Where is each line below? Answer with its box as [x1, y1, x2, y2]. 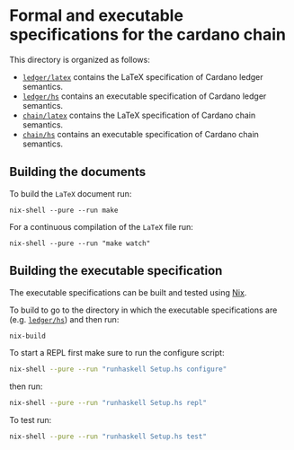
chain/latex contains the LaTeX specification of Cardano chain [22, 110, 256, 120]
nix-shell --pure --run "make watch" [9, 239, 151, 248]
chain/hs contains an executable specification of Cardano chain [22, 128, 259, 139]
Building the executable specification [9, 263, 223, 278]
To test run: [9, 415, 52, 426]
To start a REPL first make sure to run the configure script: [9, 348, 225, 358]
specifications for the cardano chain [9, 24, 286, 45]
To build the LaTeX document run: [9, 188, 132, 199]
